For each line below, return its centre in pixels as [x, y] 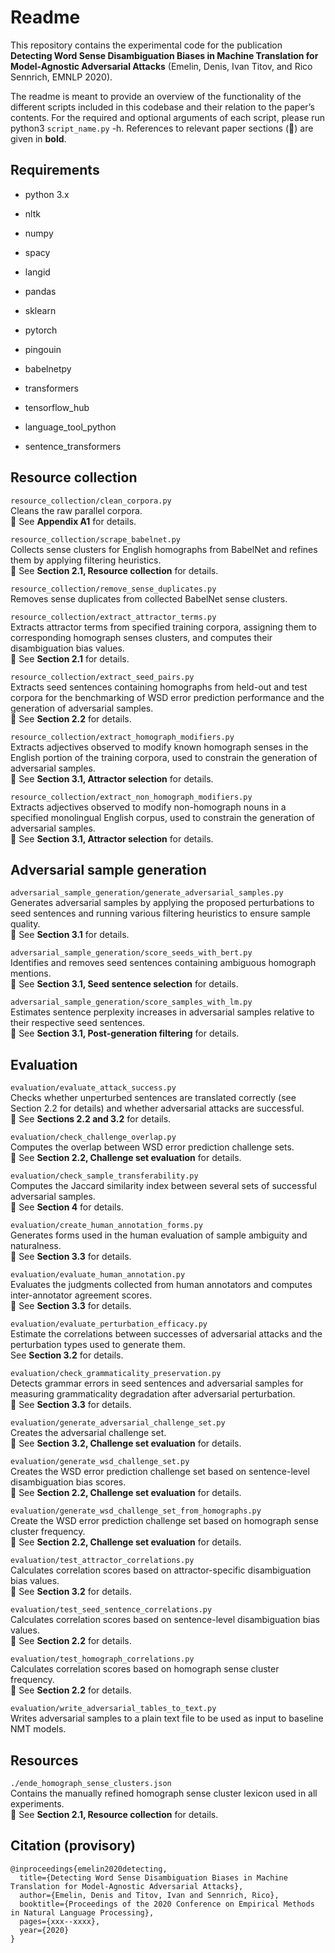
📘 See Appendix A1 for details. [73, 521]
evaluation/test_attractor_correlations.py [102, 1561]
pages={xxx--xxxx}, [60, 1921]
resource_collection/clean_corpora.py [91, 501]
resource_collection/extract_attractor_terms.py [113, 617]
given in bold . [38, 138]
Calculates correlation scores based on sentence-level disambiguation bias [165, 1620]
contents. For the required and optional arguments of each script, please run [168, 117]
